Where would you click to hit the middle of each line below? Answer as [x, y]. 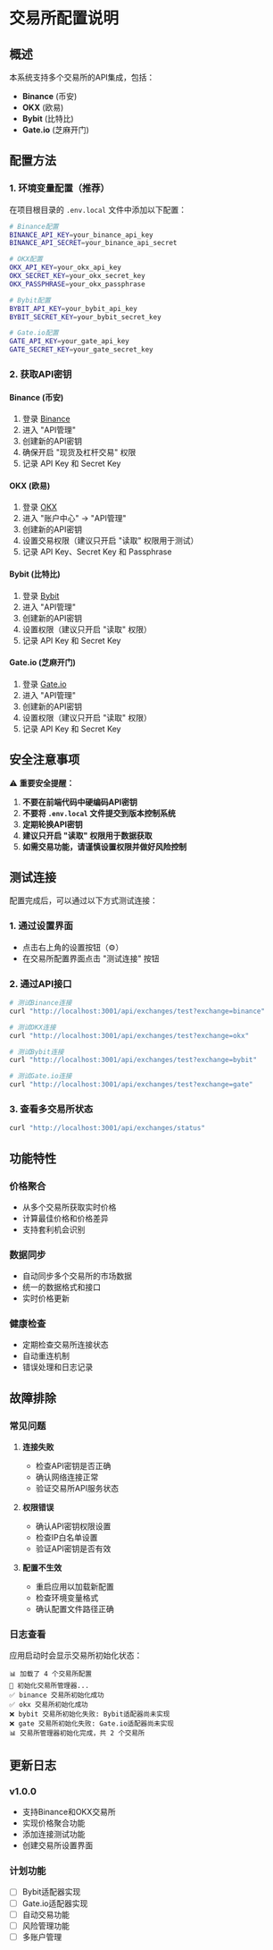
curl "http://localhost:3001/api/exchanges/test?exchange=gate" [131, 1085]
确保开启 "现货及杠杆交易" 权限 [79, 452]
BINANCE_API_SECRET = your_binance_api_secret [93, 243]
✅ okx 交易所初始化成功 [49, 1705]
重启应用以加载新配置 [74, 1587]
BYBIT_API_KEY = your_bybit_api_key [74, 308]
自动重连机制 [45, 1356]
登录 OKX [40, 507]
